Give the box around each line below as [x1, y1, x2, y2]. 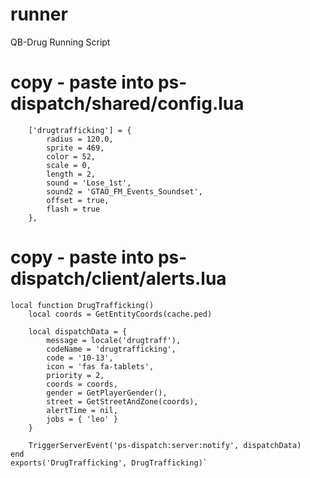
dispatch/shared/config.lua [10, 93, 245, 115]
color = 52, [46, 151, 97, 162]
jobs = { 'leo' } [46, 414, 118, 424]
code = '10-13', [46, 353, 114, 363]
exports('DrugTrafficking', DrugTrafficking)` [10, 458, 208, 468]
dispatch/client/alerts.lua [10, 268, 227, 290]
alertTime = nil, [46, 405, 118, 415]
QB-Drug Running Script [10, 36, 111, 48]
